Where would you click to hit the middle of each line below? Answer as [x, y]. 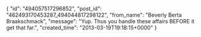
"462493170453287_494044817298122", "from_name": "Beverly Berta [94, 15]
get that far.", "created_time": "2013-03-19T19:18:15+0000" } [82, 27]
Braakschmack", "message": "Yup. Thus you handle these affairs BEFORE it [100, 21]
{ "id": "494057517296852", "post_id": [54, 9]
